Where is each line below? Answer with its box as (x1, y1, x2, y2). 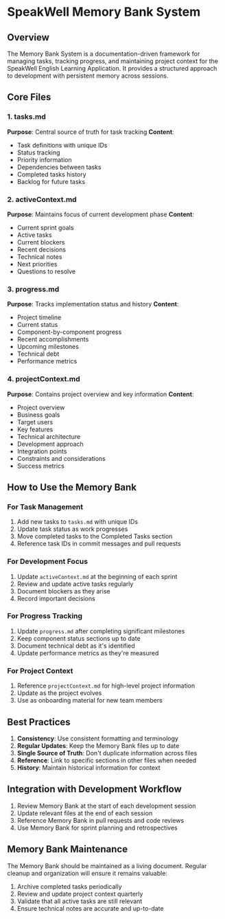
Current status (16, 321, 58, 329)
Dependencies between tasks (16, 163, 102, 171)
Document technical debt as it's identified (16, 642, 135, 650)
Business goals (16, 410, 60, 419)
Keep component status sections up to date (16, 634, 141, 642)
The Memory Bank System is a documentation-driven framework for (7, 49, 200, 58)
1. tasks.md (7, 112, 46, 122)
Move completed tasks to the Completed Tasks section (16, 532, 173, 541)
